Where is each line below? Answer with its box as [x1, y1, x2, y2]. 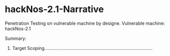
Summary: [5, 35, 27, 41]
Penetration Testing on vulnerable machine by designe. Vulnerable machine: [5, 20, 165, 26]
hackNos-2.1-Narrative [5, 4, 104, 15]
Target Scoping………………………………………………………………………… [12, 45, 153, 51]
